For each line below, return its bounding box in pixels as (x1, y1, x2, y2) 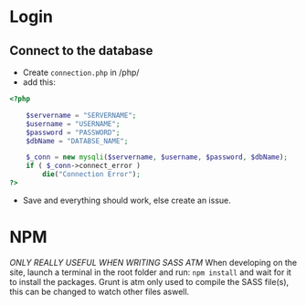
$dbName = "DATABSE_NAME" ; (26, 136, 129, 145)
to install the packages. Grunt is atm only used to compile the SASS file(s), (9, 276, 290, 287)
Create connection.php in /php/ (22, 67, 140, 78)
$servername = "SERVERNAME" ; (26, 111, 137, 120)
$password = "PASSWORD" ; (26, 128, 121, 137)
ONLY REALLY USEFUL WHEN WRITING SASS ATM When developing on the (9, 257, 298, 268)
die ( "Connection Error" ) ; (42, 170, 142, 179)
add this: (22, 77, 57, 88)
